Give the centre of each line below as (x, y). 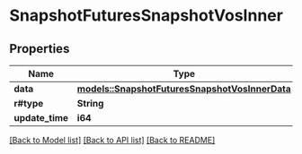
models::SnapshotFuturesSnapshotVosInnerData (184, 89)
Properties (40, 49)
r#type (29, 103)
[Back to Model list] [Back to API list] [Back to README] (112, 140)
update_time (41, 118)
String (90, 103)
